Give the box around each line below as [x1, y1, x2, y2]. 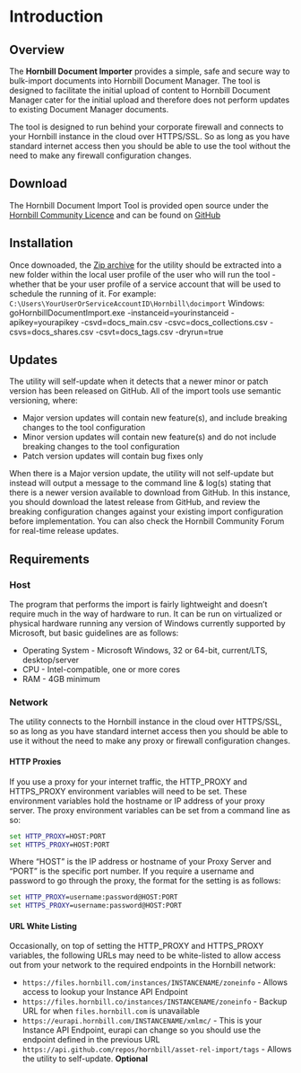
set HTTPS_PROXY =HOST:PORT [9, 840, 110, 849]
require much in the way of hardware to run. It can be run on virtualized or [9, 608, 282, 619]
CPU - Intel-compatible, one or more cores [21, 664, 181, 675]
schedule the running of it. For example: [9, 288, 157, 298]
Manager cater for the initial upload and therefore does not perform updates [9, 94, 290, 105]
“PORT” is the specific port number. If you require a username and [9, 865, 254, 877]
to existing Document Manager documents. [9, 104, 169, 114]
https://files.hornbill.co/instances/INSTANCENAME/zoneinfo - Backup [21, 996, 288, 1007]
